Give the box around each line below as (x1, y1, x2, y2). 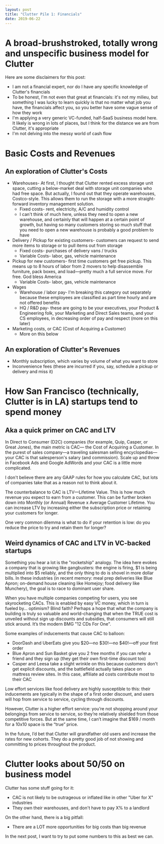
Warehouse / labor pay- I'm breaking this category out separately (19, 289, 152, 295)
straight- (138, 196, 156, 202)
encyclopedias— (123, 449, 158, 455)
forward (12, 201, 28, 207)
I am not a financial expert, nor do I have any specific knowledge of (12, 84, 148, 90)
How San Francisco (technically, (5, 386, 139, 397)
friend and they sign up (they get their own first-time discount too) (12, 656, 146, 661)
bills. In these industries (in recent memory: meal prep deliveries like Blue (5, 575, 153, 581)
